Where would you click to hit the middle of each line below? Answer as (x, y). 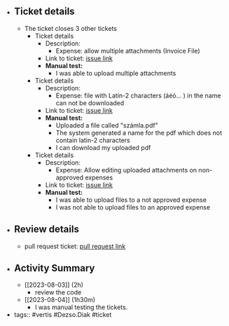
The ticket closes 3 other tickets (71, 28)
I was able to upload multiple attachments (116, 73)
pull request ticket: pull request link (75, 246)
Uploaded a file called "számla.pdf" (107, 125)
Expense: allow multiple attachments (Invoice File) (128, 50)
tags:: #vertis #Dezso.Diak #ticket (63, 315)
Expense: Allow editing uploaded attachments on (126, 170)
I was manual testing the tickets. (81, 307)
